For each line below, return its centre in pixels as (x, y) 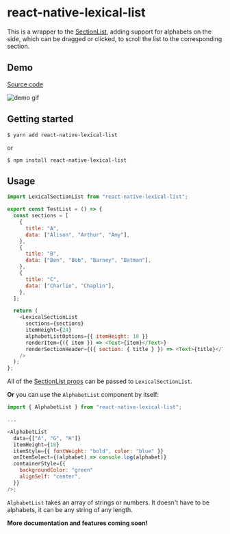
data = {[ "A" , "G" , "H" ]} (47, 438)
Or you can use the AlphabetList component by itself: (83, 395)
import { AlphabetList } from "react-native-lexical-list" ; (95, 407)
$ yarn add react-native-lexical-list (62, 135)
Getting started (40, 119)
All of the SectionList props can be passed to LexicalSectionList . (100, 381)
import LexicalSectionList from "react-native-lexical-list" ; (98, 197)
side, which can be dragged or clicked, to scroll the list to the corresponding (115, 38)
